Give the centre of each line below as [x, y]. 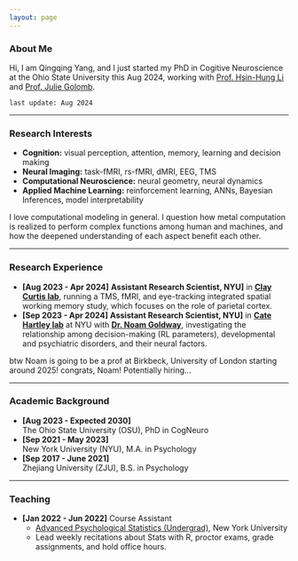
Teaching [30, 499]
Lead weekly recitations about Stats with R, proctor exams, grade [154, 537]
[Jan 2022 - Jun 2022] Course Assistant [97, 518]
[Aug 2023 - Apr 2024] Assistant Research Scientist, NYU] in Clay [147, 287]
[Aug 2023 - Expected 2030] [76, 420]
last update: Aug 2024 [51, 103]
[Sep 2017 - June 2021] [65, 458]
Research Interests [51, 133]
